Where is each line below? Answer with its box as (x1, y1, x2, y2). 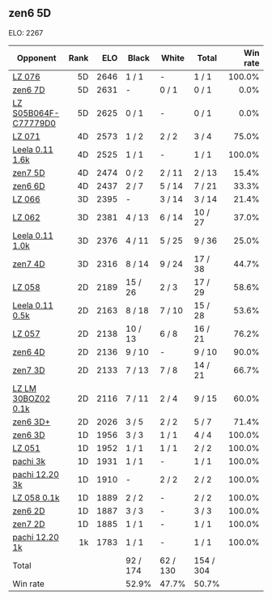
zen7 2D (12, 518, 45, 530)
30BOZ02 (12, 393, 51, 404)
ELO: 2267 (8, 28, 44, 37)
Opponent (16, 52, 57, 63)
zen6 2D (12, 505, 45, 517)
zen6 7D (12, 84, 45, 96)
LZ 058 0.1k (12, 491, 60, 503)
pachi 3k (12, 455, 46, 466)
